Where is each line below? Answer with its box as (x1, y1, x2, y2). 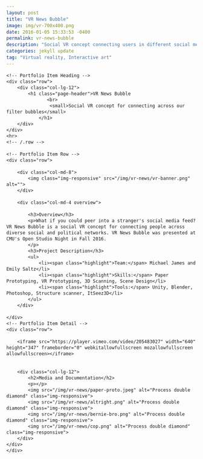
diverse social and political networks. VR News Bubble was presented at (6, 230, 196, 236)
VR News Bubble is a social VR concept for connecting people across (6, 224, 185, 230)
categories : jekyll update (6, 48, 74, 54)
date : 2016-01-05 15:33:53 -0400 (6, 29, 91, 35)
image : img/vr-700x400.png (6, 22, 74, 28)
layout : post (6, 10, 39, 16)
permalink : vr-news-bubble (6, 35, 74, 42)
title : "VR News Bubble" (6, 16, 69, 22)
